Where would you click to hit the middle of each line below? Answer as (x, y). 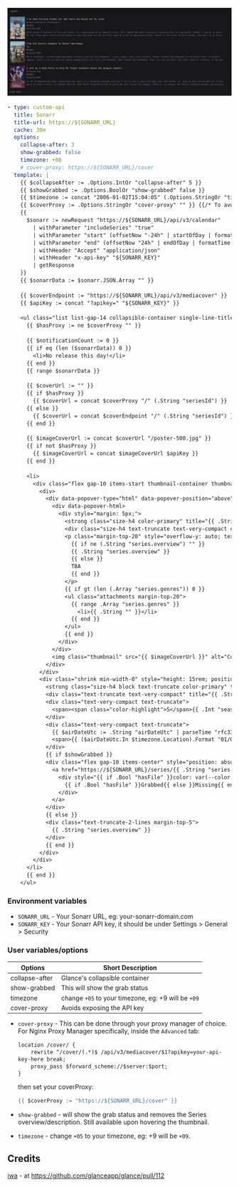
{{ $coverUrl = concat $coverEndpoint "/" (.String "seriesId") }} (135, 416)
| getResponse (54, 266)
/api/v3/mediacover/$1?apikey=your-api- (161, 1052)
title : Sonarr (34, 115)
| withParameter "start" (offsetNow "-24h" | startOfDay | (122, 235)
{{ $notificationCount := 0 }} (73, 340)
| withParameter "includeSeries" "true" (94, 228)
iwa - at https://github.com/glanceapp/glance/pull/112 (86, 1176)
